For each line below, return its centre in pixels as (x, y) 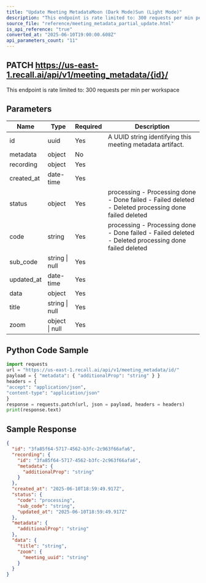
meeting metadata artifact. (146, 144)
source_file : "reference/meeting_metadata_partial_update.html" (90, 23)
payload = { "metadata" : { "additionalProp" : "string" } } (83, 376)
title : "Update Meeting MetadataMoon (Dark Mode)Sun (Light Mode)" (94, 12)
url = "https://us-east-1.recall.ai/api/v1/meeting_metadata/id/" (93, 370)
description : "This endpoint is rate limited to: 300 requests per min (100, 18)
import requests (27, 365)
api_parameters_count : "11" (42, 41)
